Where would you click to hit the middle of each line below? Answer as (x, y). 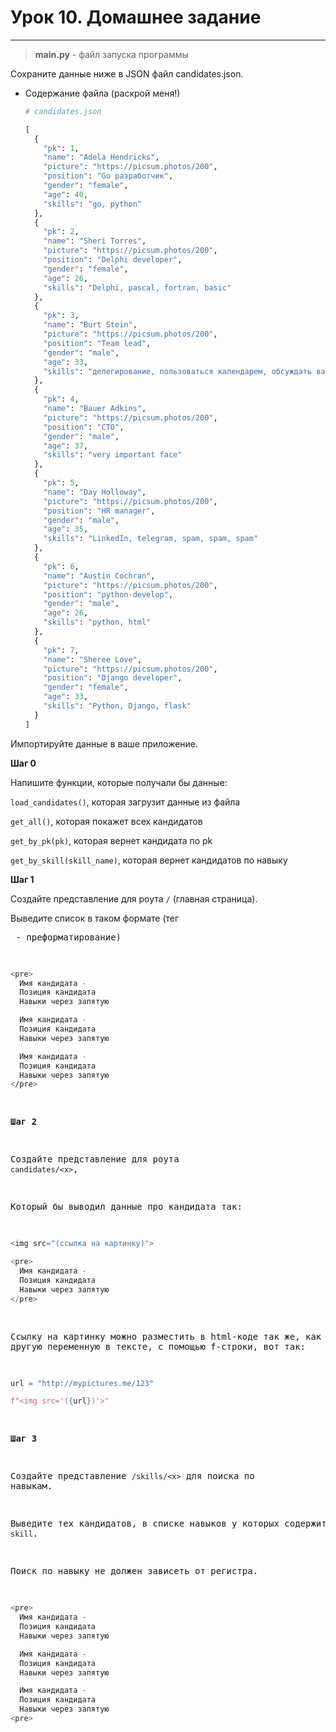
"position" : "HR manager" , (99, 511)
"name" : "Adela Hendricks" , (101, 157)
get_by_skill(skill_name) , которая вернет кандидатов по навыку (149, 860)
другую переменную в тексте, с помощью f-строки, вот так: (158, 1346)
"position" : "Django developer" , (113, 678)
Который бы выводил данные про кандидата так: (126, 1207)
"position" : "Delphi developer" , (113, 260)
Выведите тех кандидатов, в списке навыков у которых (145, 1524)
